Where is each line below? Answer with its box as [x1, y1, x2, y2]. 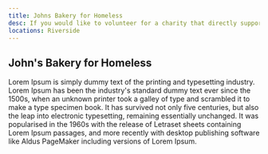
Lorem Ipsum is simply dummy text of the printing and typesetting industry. [8, 77, 255, 87]
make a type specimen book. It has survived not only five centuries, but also [8, 103, 259, 113]
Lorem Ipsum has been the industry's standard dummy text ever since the [8, 85, 251, 96]
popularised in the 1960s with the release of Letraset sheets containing [8, 120, 242, 129]
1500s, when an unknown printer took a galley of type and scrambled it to [8, 94, 250, 104]
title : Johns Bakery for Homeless [8, 11, 124, 20]
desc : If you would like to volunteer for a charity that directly [8, 19, 238, 27]
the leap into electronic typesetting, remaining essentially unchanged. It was [8, 111, 259, 120]
